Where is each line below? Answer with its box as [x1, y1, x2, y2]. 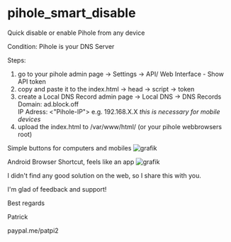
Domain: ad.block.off [17, 99, 79, 108]
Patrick [7, 212, 28, 221]
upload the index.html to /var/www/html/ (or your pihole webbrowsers [17, 122, 222, 131]
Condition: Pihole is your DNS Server [7, 42, 115, 50]
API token [17, 77, 46, 86]
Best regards [7, 199, 45, 207]
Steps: [7, 55, 26, 65]
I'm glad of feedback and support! [7, 185, 107, 193]
